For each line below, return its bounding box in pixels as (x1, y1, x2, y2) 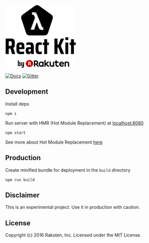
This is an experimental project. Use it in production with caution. (5, 204, 140, 210)
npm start (5, 130, 26, 135)
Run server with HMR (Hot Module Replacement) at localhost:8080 (5, 120, 144, 126)
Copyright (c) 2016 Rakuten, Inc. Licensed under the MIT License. (5, 232, 142, 238)
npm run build (5, 177, 35, 182)
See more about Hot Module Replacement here (5, 139, 103, 145)
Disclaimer (5, 191, 40, 200)
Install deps (5, 100, 29, 107)
